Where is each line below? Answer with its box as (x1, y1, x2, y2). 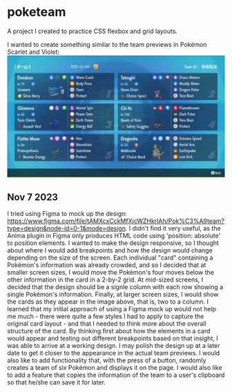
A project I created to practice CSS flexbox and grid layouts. (7, 27, 178, 35)
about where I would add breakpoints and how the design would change (7, 246, 213, 255)
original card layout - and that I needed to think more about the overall (7, 320, 206, 328)
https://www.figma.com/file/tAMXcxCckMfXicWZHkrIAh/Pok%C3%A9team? (7, 217, 225, 225)
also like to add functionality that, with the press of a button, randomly (7, 356, 206, 364)
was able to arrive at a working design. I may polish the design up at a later (7, 342, 220, 350)
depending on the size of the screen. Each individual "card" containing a (7, 253, 213, 262)
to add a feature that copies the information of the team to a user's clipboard (7, 371, 225, 380)
